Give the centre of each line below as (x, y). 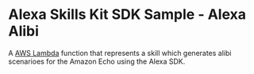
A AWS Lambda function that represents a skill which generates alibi (120, 53)
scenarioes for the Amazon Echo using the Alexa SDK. (97, 61)
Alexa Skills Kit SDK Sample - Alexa (127, 15)
